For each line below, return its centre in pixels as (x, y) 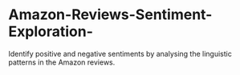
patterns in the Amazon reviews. (62, 62)
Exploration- (51, 32)
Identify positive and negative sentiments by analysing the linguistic (120, 53)
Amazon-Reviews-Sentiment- (110, 15)
